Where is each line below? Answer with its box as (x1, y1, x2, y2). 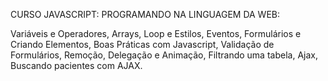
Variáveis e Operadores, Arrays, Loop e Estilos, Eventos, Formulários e (10, 28, 302, 39)
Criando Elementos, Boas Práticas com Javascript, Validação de (10, 39, 275, 50)
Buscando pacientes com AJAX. (10, 60, 143, 71)
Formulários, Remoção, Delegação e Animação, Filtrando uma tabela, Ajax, (10, 49, 318, 61)
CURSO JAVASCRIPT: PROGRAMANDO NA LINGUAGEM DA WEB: (10, 9, 281, 20)
